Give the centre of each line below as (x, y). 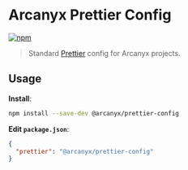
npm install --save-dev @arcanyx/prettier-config (94, 113)
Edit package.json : (39, 129)
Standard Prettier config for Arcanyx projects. (104, 53)
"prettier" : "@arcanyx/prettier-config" (85, 151)
